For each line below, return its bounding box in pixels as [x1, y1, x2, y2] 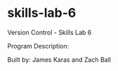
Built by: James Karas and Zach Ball [7, 55, 111, 64]
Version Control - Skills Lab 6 [7, 28, 92, 37]
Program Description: [7, 41, 69, 50]
